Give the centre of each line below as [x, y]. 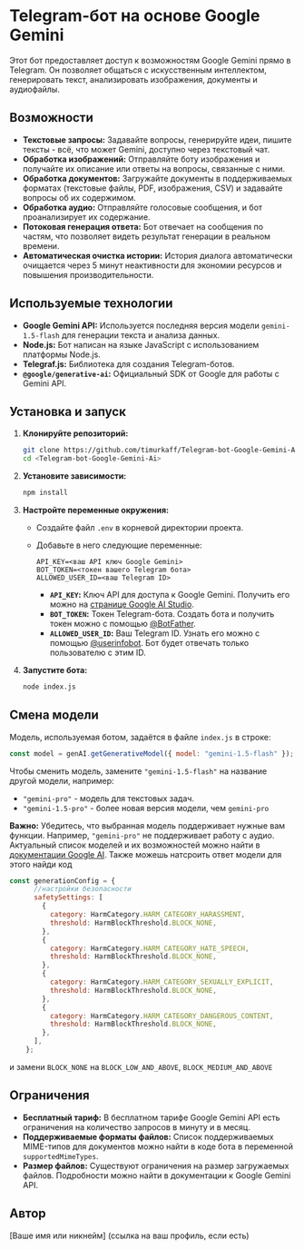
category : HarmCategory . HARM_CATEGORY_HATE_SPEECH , [149, 948]
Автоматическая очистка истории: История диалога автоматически [157, 255]
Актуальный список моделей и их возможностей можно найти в [135, 845]
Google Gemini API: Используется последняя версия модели [141, 325]
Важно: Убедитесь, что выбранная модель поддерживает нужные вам [147, 825]
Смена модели [54, 715]
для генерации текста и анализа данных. [141, 335]
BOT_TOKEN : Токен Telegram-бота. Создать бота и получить [162, 614]
